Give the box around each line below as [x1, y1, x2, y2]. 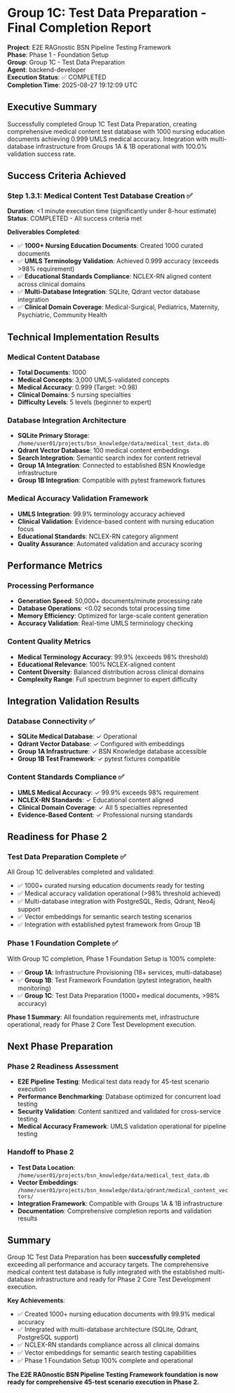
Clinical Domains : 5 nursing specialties [17, 391, 131, 399]
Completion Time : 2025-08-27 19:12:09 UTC [7, 81, 138, 89]
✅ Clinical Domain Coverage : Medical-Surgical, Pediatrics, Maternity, [17, 303, 220, 312]
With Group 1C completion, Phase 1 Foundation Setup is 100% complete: [7, 954, 216, 963]
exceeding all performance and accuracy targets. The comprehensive [7, 1260, 209, 1269]
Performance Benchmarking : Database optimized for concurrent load [17, 1093, 221, 1101]
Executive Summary [7, 101, 98, 113]
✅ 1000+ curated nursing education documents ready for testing [17, 881, 205, 890]
